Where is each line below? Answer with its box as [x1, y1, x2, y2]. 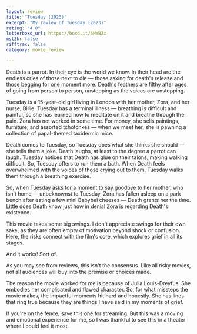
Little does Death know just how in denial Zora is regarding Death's [6, 203, 169, 210]
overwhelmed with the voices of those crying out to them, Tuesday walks [6, 166, 183, 173]
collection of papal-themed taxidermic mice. [6, 130, 113, 137]
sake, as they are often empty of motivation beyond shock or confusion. [6, 226, 181, 233]
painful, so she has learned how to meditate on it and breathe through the [6, 111, 185, 118]
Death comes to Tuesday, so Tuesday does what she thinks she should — [6, 141, 185, 148]
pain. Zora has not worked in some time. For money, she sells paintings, [6, 117, 180, 124]
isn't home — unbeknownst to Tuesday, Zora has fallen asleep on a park [6, 190, 181, 197]
